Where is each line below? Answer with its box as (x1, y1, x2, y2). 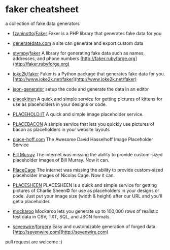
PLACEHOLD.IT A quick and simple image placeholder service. (12, 111, 144, 117)
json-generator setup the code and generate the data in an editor (12, 86, 149, 92)
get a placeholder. (12, 198, 51, 204)
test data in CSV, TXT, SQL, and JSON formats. (12, 213, 111, 219)
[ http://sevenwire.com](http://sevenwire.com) (12, 229, 109, 235)
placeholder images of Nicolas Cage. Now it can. (12, 172, 115, 178)
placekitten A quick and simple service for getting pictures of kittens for (12, 96, 163, 102)
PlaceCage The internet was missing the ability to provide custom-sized (12, 166, 163, 173)
